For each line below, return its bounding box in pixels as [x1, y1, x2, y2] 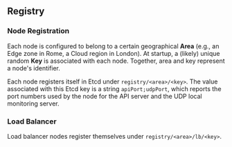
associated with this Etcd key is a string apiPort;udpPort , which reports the [7, 84, 222, 92]
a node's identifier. [7, 63, 61, 72]
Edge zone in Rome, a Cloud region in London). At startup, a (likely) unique [7, 49, 220, 57]
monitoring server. [7, 99, 60, 108]
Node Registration [7, 26, 70, 36]
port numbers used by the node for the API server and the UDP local [7, 92, 202, 100]
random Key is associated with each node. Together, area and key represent [7, 57, 225, 65]
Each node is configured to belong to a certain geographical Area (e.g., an [7, 41, 220, 50]
